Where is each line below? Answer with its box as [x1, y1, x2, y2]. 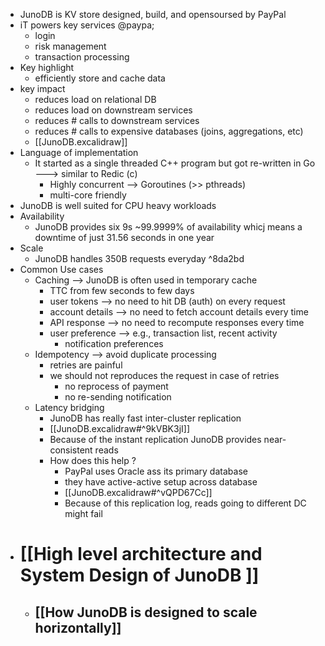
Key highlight [19, 62, 75, 73]
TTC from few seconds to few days [49, 285, 195, 296]
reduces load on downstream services [34, 104, 193, 116]
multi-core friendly [49, 189, 127, 201]
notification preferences [64, 338, 164, 349]
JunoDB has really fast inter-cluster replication [49, 412, 242, 424]
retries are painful [49, 359, 123, 371]
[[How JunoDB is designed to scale [34, 604, 258, 621]
